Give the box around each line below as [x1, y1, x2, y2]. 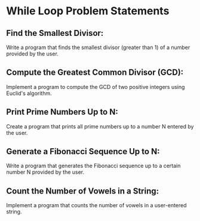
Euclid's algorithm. [6, 90, 52, 97]
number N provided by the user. [6, 168, 85, 176]
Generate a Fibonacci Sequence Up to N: [6, 146, 160, 156]
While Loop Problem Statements [6, 4, 170, 18]
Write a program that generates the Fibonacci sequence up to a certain [6, 162, 181, 170]
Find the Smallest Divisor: [6, 28, 104, 38]
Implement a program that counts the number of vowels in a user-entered [6, 202, 187, 209]
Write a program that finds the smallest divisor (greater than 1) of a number [6, 44, 190, 51]
